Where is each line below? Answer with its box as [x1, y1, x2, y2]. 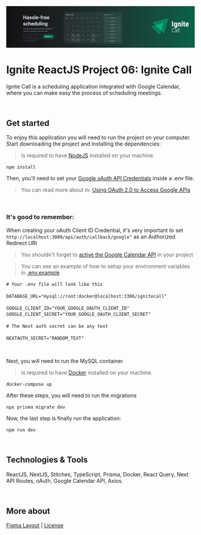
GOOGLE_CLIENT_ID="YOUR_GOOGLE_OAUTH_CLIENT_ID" [6, 305, 130, 311]
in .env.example [20, 269, 60, 276]
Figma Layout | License [6, 522, 64, 529]
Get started [6, 118, 50, 128]
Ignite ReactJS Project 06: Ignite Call [6, 63, 192, 77]
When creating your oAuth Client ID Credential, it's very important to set [6, 226, 184, 234]
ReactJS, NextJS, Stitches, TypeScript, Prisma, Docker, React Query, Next [6, 470, 189, 478]
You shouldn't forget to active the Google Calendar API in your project [20, 251, 193, 258]
